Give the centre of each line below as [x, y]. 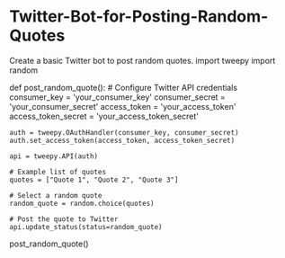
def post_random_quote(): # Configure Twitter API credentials [124, 87]
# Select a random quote [56, 195]
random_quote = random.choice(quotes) [82, 203]
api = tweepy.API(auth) [54, 156]
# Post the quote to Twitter [64, 219]
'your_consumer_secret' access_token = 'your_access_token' [123, 106]
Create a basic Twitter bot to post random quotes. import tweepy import [142, 60]
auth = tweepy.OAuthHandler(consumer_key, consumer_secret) [125, 132]
